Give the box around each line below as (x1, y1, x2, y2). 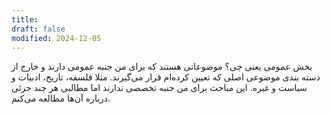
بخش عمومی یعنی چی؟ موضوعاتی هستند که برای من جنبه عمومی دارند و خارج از (11, 61, 313, 73)
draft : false (11, 24, 66, 34)
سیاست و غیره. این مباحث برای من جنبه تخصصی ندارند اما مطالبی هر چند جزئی (11, 82, 308, 94)
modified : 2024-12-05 (11, 33, 102, 43)
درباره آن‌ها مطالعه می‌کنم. (11, 92, 111, 105)
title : (11, 14, 39, 25)
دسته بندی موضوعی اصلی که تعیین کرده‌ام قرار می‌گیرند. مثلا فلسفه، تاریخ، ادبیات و (11, 71, 321, 83)
